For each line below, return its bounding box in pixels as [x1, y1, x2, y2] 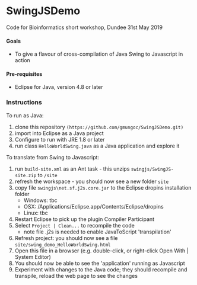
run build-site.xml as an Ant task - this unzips [14, 165, 130, 172]
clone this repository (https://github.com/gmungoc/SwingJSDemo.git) [14, 123, 184, 130]
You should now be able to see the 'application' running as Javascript [14, 260, 185, 267]
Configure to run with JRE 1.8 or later [14, 136, 105, 143]
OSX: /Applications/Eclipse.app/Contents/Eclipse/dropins [23, 203, 164, 210]
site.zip [14, 172, 37, 178]
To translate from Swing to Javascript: [6, 153, 100, 161]
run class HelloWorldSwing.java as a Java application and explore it [14, 142, 180, 149]
